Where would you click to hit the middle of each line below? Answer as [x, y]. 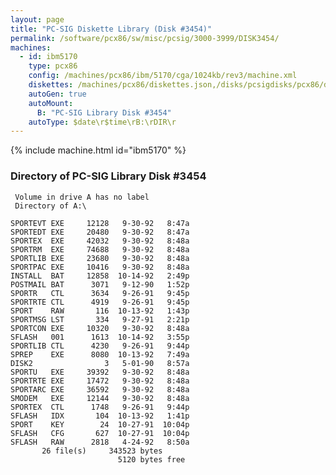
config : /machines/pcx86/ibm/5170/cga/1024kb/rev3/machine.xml [163, 76]
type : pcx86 [53, 66]
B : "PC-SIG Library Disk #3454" [104, 112]
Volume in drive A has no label [82, 197]
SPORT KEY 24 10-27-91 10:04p [100, 424]
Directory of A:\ [50, 206]
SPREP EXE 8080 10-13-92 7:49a [100, 354]
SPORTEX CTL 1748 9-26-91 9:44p [100, 407]
